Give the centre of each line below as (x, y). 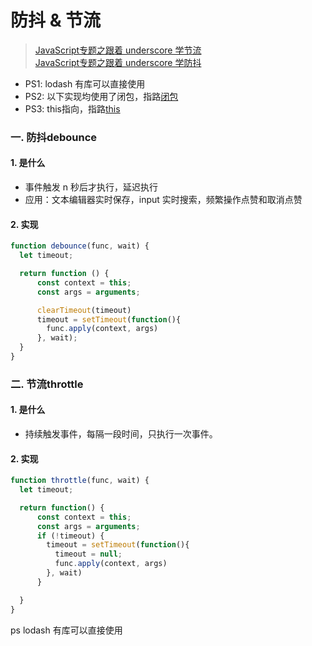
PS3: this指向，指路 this (72, 108)
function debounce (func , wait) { (80, 246)
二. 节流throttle (47, 384)
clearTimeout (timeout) (84, 310)
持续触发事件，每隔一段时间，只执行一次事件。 (121, 434)
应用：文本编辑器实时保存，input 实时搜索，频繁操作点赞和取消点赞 (163, 200)
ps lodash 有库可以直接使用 (66, 630)
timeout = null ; (88, 554)
